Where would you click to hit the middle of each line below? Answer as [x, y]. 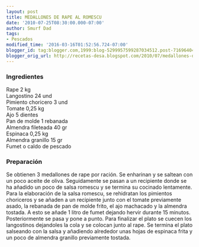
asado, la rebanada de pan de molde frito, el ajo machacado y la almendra [97, 206]
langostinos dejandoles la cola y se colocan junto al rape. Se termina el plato [99, 225]
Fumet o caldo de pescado [39, 146]
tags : [13, 34]
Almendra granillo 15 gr [34, 140]
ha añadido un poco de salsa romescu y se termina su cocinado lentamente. [99, 187]
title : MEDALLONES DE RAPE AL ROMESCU [54, 17]
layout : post [22, 12]
